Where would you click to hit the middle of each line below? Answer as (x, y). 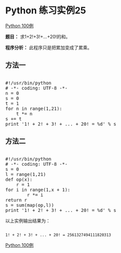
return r (16, 200)
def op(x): (19, 179)
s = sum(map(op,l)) (30, 205)
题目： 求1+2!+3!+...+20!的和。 (38, 36)
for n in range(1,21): (34, 109)
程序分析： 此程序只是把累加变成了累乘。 (49, 47)
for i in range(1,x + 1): (38, 190)
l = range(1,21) (26, 174)
